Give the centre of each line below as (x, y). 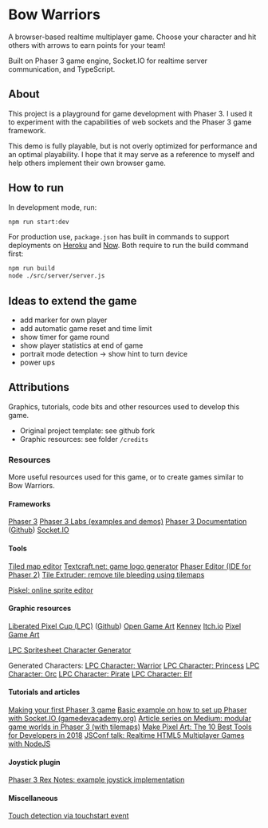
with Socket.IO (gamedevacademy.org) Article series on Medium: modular (130, 718)
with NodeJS (30, 743)
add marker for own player (63, 320)
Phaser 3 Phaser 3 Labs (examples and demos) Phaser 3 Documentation (128, 522)
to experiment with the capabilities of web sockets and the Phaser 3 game (130, 122)
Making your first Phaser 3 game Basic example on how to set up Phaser (128, 710)
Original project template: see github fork (87, 430)
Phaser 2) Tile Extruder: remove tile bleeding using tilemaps (106, 574)
